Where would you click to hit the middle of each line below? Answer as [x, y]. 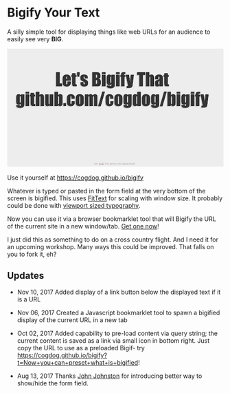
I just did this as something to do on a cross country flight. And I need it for [113, 240]
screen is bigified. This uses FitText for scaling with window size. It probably [115, 198]
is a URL [29, 299]
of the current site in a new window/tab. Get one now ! [83, 226]
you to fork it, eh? [32, 254]
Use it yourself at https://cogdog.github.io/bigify [76, 178]
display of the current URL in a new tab [72, 320]
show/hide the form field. [53, 383]
